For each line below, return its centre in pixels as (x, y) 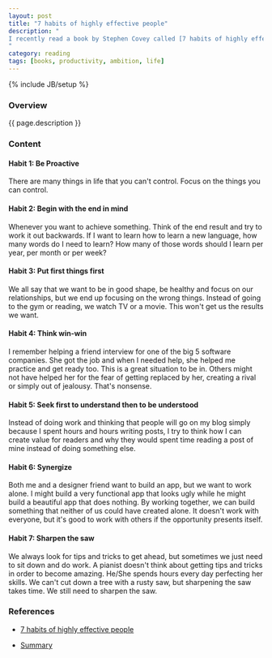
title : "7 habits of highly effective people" (88, 24)
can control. (28, 190)
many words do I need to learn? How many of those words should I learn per (136, 243)
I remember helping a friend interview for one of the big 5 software (120, 351)
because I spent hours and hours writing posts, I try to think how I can (125, 432)
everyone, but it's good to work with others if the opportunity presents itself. (136, 519)
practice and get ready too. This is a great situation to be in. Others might (130, 368)
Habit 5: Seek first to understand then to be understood (104, 404)
